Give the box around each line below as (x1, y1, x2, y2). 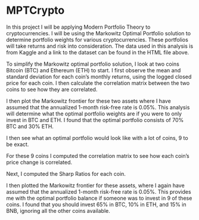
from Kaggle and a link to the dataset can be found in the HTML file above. (6, 48, 189, 56)
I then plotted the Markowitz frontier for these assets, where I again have (6, 182, 185, 189)
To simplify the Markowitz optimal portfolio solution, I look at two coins (6, 60, 180, 68)
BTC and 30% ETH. (6, 123, 54, 130)
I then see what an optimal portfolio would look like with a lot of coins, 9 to (6, 134, 189, 141)
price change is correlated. (6, 158, 73, 166)
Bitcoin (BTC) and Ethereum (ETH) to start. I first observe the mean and (6, 66, 181, 74)
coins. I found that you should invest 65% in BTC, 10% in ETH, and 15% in (6, 201, 186, 208)
